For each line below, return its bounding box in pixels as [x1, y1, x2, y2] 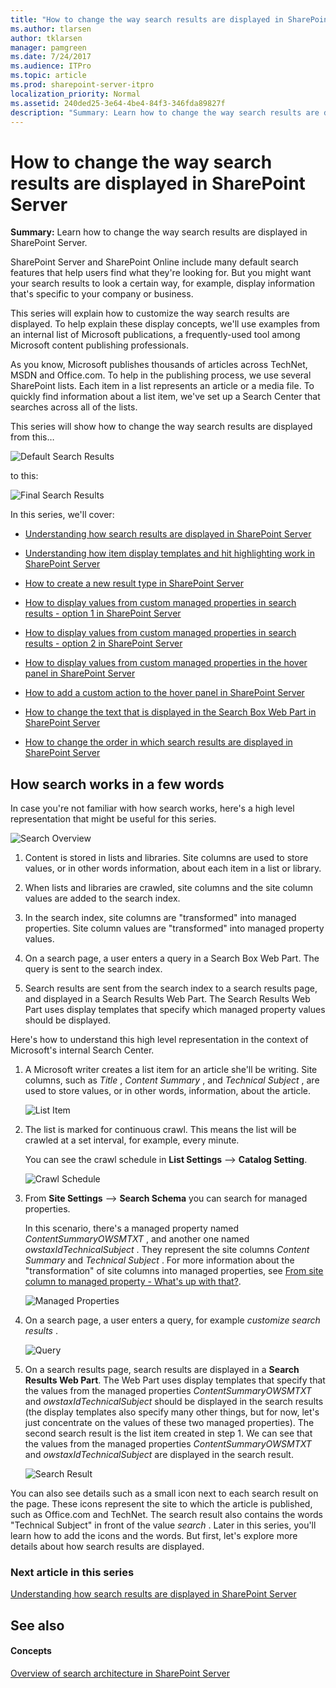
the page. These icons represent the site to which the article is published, [10, 1498, 313, 1510]
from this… [10, 431, 55, 443]
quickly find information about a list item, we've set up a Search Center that [10, 391, 321, 403]
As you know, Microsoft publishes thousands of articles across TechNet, [10, 359, 308, 371]
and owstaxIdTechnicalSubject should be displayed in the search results [24, 1396, 324, 1408]
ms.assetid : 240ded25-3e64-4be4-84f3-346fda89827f [10, 98, 226, 108]
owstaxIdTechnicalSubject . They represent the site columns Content [24, 1244, 310, 1256]
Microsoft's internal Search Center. [10, 1044, 155, 1056]
